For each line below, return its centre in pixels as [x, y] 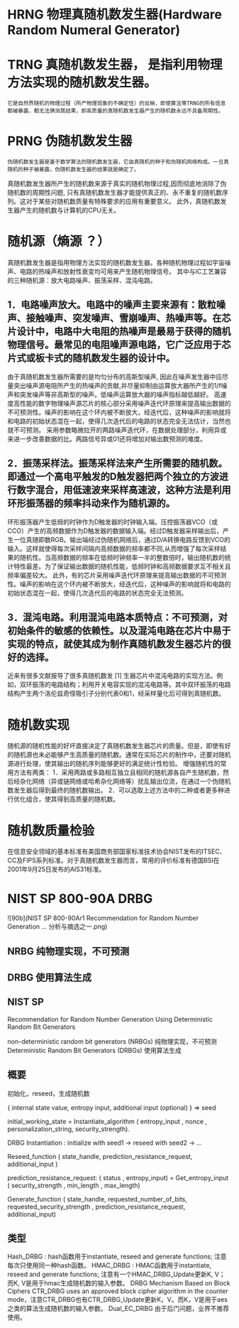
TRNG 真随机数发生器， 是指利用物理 [115, 65]
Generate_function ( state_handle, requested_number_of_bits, [98, 1199]
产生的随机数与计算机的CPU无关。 [70, 210]
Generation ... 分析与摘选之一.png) [57, 927]
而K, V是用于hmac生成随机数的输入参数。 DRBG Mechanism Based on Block [119, 1283]
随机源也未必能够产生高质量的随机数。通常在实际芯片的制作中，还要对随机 [122, 755]
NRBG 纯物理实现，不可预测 [68, 951]
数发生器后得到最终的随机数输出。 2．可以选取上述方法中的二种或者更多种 [116, 790]
